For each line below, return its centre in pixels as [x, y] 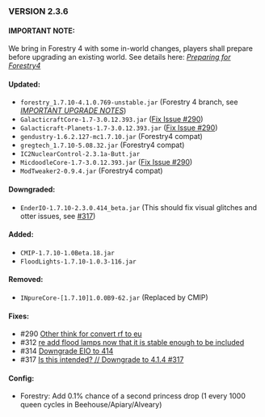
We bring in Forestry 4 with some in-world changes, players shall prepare [130, 48]
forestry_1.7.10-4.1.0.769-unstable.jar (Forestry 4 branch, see [129, 102]
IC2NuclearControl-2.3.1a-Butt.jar [80, 154]
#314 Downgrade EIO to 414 [67, 351]
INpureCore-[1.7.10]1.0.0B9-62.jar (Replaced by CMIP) [114, 297]
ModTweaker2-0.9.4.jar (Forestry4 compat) [91, 171]
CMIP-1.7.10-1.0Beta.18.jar [67, 253]
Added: [21, 234]
